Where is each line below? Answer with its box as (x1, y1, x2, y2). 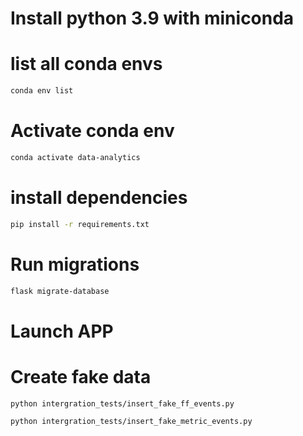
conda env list (10, 86, 74, 96)
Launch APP (10, 320, 114, 342)
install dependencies (10, 187, 188, 209)
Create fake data (10, 365, 152, 388)
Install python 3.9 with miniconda (10, 7, 295, 30)
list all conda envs (10, 53, 163, 76)
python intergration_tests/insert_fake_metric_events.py (10, 417, 253, 427)
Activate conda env (10, 120, 175, 142)
